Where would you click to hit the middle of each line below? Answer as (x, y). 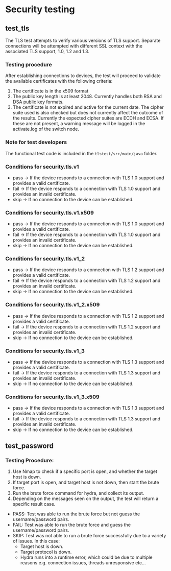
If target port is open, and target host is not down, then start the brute (86, 482)
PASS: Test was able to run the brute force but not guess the (76, 514)
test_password (30, 446)
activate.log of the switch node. (46, 129)
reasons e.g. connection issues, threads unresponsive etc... (83, 563)
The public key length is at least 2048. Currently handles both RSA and (87, 97)
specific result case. (34, 504)
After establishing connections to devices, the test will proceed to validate (83, 76)
